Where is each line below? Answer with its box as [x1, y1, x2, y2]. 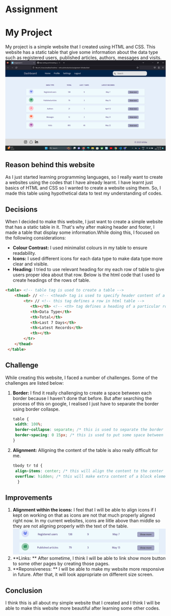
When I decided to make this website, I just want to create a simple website [5, 219, 163, 225]
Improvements [5, 493, 52, 502]
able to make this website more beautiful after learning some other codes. [5, 605, 160, 611]
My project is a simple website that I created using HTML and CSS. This [5, 44, 156, 50]
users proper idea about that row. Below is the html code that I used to [12, 272, 160, 278]
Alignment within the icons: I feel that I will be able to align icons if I [12, 507, 156, 513]
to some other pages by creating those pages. [12, 560, 110, 567]
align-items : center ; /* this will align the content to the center [15, 468, 164, 473]
